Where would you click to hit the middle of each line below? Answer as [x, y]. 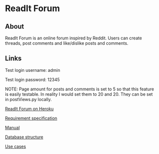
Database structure [24, 137]
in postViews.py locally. [29, 99]
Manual [13, 127]
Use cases [15, 146]
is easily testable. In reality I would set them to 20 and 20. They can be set [79, 94]
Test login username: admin [33, 70]
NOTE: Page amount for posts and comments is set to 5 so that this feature [79, 89]
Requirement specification [31, 118]
